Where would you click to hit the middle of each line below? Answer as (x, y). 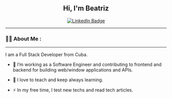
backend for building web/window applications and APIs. (73, 70)
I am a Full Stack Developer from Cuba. (47, 55)
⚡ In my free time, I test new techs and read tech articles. (73, 90)
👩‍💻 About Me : (24, 39)
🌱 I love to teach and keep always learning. (58, 80)
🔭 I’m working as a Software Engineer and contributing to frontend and (87, 65)
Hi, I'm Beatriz (86, 8)
